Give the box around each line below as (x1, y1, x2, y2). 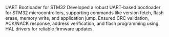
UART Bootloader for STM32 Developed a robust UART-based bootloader (5, 5, 161, 10)
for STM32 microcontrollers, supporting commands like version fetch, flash (5, 10, 164, 16)
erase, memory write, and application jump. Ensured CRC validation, (5, 15, 150, 21)
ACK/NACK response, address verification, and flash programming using (5, 20, 159, 26)
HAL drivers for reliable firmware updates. (5, 26, 94, 32)
